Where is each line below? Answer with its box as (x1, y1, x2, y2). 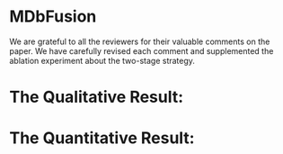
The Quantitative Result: (9, 128, 195, 149)
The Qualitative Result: (9, 87, 184, 107)
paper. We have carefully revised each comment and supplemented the (9, 45, 274, 56)
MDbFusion (9, 6, 97, 27)
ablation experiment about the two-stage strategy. (9, 55, 196, 66)
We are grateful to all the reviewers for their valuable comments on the (9, 36, 270, 47)
